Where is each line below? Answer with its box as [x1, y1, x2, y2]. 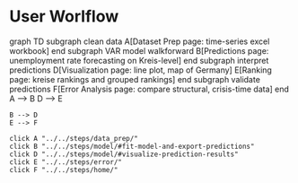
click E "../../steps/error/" [9, 157, 123, 167]
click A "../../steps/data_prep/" [9, 134, 139, 143]
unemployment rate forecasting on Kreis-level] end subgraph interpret [9, 55, 269, 65]
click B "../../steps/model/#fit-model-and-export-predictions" [9, 142, 255, 151]
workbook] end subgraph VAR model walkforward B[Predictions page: [9, 45, 269, 56]
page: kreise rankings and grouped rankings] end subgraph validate [9, 74, 260, 84]
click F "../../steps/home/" [9, 165, 118, 174]
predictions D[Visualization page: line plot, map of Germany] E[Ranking [9, 65, 272, 75]
